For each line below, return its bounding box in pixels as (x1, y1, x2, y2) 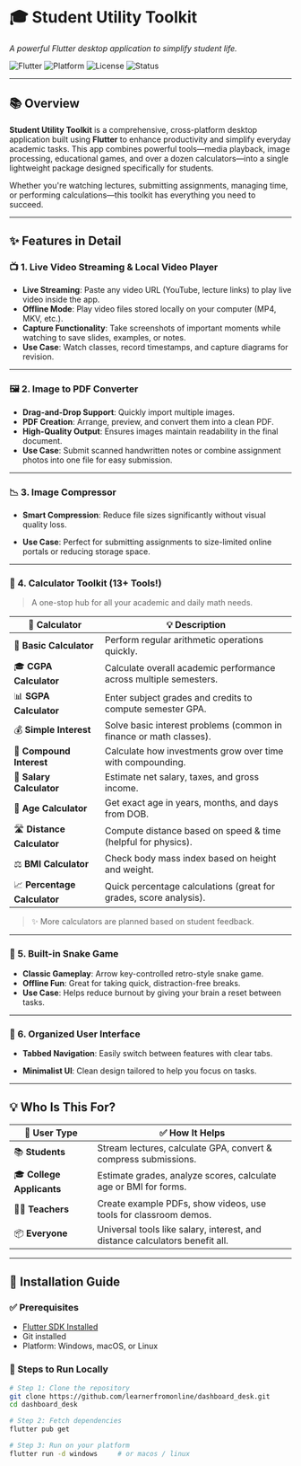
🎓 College (13, 1168, 61, 1180)
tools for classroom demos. (97, 1208, 212, 1221)
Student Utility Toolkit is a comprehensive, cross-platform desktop (9, 124, 258, 135)
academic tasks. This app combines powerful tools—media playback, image (9, 143, 291, 154)
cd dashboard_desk (9, 1400, 78, 1409)
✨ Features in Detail (9, 234, 122, 249)
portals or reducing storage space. (21, 546, 150, 557)
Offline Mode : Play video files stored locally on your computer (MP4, (21, 304, 277, 314)
